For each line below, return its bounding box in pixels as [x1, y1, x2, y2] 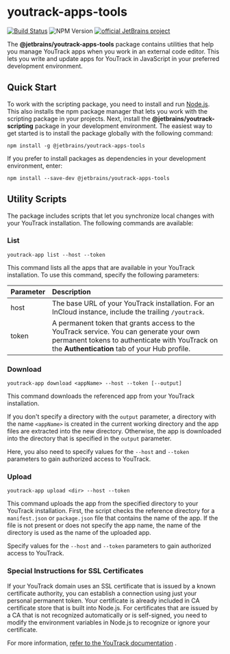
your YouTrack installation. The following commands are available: [7, 218, 194, 227]
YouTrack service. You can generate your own [51, 327, 200, 336]
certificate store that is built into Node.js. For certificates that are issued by [7, 603, 218, 612]
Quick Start [7, 81, 57, 93]
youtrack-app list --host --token [7, 251, 106, 258]
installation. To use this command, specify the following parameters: [7, 271, 200, 279]
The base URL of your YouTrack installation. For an [51, 299, 214, 308]
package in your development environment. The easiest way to [34, 121, 213, 130]
